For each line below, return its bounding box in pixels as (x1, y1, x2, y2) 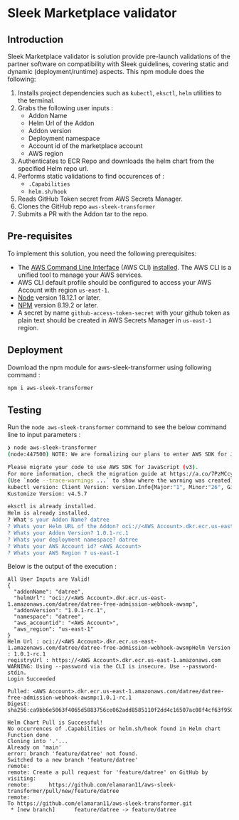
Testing (7, 404, 42, 416)
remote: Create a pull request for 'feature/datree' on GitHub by (7, 769, 208, 777)
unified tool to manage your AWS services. (17, 270, 144, 279)
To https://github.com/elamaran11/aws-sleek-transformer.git (7, 800, 193, 807)
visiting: (7, 775, 37, 782)
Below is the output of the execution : (7, 562, 117, 571)
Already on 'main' (7, 744, 62, 752)
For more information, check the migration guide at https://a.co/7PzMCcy (7, 470, 234, 478)
